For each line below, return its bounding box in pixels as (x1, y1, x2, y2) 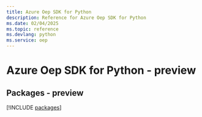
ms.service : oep (6, 37, 48, 43)
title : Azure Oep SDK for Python (6, 9, 92, 15)
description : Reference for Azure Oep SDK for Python (6, 15, 147, 21)
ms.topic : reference (6, 26, 59, 32)
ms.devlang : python (6, 32, 56, 38)
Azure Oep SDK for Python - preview (6, 63, 196, 77)
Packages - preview (6, 88, 84, 98)
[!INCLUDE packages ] (6, 104, 62, 111)
